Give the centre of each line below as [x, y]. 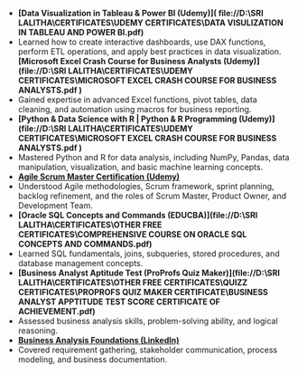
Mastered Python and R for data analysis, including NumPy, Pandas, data [154, 157]
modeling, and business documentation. [93, 360]
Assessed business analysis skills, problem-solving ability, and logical [148, 321]
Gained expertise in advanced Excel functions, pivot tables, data [137, 100]
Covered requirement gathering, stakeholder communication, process [148, 350]
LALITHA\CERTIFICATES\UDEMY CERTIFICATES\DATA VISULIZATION [150, 23]
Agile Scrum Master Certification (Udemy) [99, 177]
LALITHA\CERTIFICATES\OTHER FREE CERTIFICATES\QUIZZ [133, 283]
